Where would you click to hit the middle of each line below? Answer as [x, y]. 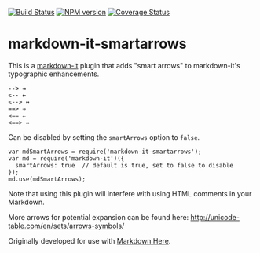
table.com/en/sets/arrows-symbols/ [66, 225]
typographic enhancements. [54, 74]
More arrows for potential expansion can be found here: [99, 217]
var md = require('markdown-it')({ [66, 158]
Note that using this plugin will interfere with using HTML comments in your [130, 193]
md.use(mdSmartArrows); [47, 179]
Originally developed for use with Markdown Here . [90, 240]
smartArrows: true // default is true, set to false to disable [125, 165]
